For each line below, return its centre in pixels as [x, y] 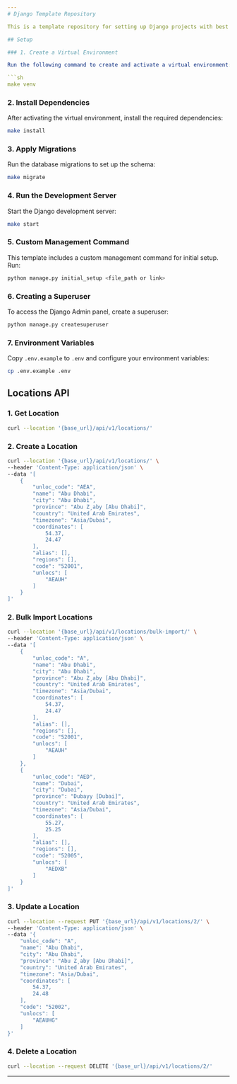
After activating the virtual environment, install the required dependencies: [115, 118]
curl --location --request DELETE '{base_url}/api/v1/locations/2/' [110, 1066]
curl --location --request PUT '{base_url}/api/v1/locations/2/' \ [109, 921]
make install [26, 131]
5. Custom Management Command [68, 242]
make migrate [26, 178]
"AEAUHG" [45, 1020]
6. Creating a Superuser [49, 296]
